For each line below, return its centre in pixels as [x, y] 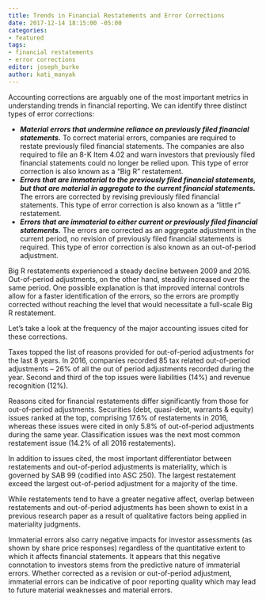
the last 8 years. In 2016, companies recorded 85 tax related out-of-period [129, 360]
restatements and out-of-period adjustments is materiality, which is [118, 466]
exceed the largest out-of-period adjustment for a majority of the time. [123, 483]
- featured [26, 38]
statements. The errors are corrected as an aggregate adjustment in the [138, 230]
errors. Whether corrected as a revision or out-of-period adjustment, [120, 573]
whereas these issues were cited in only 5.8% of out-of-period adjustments [131, 426]
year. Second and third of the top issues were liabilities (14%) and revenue [129, 377]
